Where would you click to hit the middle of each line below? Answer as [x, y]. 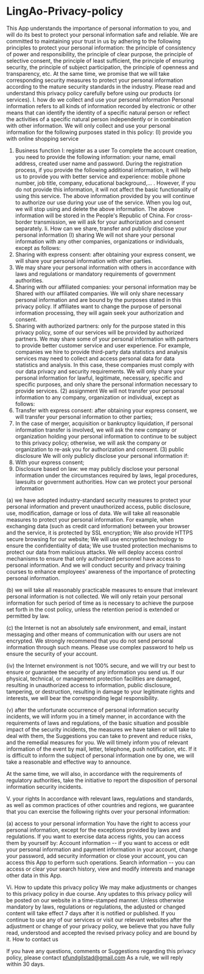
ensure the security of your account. [52, 654]
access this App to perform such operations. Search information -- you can [101, 862]
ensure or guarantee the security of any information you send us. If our [95, 672]
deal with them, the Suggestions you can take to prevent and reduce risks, [100, 736]
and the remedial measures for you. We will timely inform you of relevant [97, 742]
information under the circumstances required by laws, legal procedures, [107, 475]
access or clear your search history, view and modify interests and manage [101, 869]
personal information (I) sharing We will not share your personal [95, 235]
